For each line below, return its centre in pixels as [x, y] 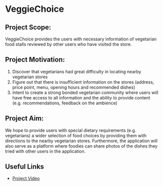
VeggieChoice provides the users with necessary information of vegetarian [81, 39]
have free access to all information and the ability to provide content [81, 97]
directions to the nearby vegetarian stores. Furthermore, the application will [81, 141]
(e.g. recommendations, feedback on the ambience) [65, 103]
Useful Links [25, 167]
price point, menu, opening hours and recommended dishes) [74, 87]
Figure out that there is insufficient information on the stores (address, [83, 82]
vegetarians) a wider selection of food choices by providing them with [76, 135]
